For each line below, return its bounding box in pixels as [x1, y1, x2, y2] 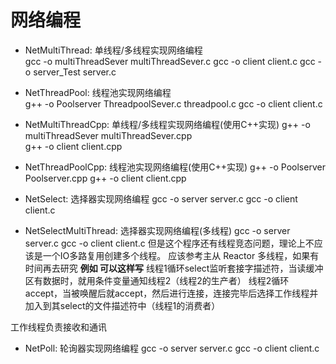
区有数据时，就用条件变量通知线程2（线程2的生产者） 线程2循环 [24, 274, 290, 286]
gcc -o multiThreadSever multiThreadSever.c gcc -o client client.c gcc [24, 55, 316, 67]
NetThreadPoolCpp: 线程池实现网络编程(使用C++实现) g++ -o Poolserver [24, 161, 326, 173]
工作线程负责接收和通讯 [10, 321, 107, 333]
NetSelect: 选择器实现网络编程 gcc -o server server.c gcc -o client [24, 192, 298, 205]
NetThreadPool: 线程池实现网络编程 [24, 86, 172, 98]
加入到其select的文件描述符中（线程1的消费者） [24, 299, 221, 311]
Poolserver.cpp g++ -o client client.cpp [24, 172, 187, 184]
